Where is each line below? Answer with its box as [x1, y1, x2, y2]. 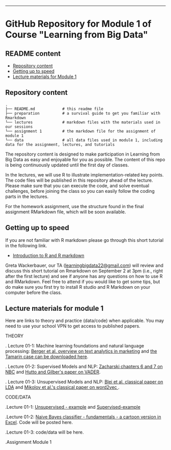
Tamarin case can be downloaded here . [5, 354, 89, 360]
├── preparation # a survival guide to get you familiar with [5, 111, 160, 116]
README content [5, 49, 61, 58]
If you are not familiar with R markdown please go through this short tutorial [5, 237, 164, 243]
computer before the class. [5, 289, 62, 295]
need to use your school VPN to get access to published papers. [5, 323, 141, 329]
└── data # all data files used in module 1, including [5, 137, 163, 143]
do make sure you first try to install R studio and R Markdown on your [5, 284, 151, 290]
